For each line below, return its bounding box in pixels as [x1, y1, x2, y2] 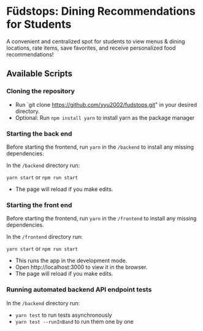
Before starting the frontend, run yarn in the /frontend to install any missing [6, 215, 197, 222]
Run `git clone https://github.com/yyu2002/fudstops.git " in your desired [15, 101, 197, 108]
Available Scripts [6, 69, 72, 79]
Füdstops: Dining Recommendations [6, 4, 196, 18]
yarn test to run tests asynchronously [15, 311, 112, 319]
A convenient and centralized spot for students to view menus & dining [6, 37, 185, 45]
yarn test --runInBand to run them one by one [15, 317, 134, 325]
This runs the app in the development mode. [15, 257, 128, 265]
